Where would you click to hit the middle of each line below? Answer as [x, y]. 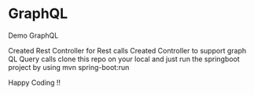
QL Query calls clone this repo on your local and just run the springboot [124, 59]
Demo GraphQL [33, 35]
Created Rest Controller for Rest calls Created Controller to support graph [127, 50]
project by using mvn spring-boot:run [69, 67]
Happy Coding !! [35, 82]
